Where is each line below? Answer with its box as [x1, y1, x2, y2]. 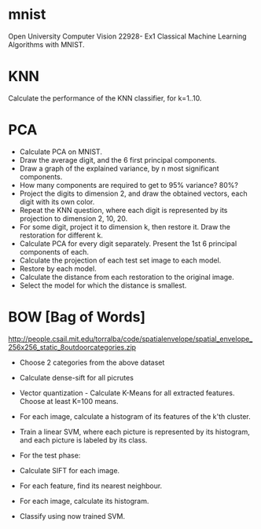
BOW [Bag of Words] [8, 308, 146, 325]
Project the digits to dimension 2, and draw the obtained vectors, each [19, 189, 248, 198]
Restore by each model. [19, 263, 97, 273]
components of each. [19, 247, 89, 256]
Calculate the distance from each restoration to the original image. [19, 272, 234, 281]
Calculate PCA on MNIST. [19, 147, 102, 156]
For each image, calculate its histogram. [19, 496, 149, 505]
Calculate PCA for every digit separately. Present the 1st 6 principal [19, 238, 237, 248]
